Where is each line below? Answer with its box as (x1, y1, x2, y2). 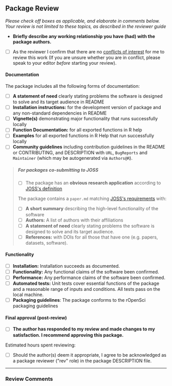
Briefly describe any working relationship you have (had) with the (12, 33, 155, 39)
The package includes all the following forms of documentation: (5, 83, 140, 89)
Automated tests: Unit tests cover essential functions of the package (12, 280, 160, 287)
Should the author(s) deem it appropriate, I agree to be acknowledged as (12, 352, 166, 358)
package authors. (12, 39, 52, 45)
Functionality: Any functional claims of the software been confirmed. (12, 269, 160, 274)
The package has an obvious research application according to (25, 180, 161, 186)
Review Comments (5, 375, 53, 382)
